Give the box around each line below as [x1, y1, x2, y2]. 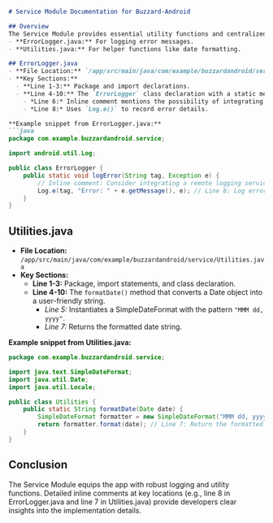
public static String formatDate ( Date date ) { [23, 405, 184, 413]
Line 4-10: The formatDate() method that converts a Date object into [32, 287, 262, 297]
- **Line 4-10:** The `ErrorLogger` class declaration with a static [15, 89, 256, 97]
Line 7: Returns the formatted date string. [44, 322, 183, 332]
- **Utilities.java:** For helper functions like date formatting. [8, 45, 242, 53]
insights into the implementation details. [8, 505, 142, 515]
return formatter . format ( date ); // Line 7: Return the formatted [37, 421, 264, 429]
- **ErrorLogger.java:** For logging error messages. [8, 37, 195, 45]
